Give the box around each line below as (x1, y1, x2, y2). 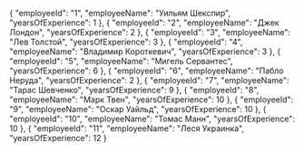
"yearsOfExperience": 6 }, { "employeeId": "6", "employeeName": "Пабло (9, 65, 284, 76)
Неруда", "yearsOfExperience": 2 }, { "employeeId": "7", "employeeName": (9, 75, 289, 85)
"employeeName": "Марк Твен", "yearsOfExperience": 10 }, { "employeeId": (9, 94, 294, 105)
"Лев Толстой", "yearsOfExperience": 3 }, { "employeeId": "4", (9, 36, 243, 47)
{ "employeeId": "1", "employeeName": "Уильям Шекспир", (9, 8, 231, 18)
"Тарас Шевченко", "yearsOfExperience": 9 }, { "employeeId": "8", (9, 85, 260, 95)
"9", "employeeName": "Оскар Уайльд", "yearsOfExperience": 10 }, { (9, 104, 267, 114)
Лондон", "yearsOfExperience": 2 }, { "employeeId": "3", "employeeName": (9, 27, 291, 37)
